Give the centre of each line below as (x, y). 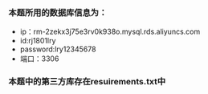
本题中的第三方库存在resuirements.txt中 (87, 82)
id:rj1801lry (38, 41)
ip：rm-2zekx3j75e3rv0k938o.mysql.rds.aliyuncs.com (110, 32)
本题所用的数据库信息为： (58, 12)
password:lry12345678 (58, 49)
